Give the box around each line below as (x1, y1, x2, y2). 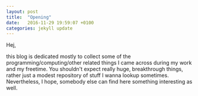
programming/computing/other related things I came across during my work (6, 59, 192, 66)
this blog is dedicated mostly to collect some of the (6, 53, 132, 60)
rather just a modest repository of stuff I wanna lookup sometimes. (6, 72, 169, 79)
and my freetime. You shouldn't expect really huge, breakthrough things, (6, 66, 183, 73)
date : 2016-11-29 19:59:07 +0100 (6, 20, 94, 25)
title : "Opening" (6, 14, 52, 20)
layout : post (6, 8, 39, 15)
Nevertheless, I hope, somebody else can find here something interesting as (6, 78, 193, 85)
